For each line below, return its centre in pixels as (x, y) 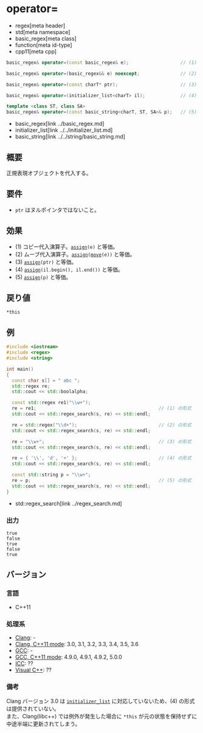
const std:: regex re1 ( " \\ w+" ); (51, 403)
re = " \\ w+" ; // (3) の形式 (101, 442)
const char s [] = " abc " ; (46, 380)
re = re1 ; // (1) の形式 (101, 408)
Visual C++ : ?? (33, 670)
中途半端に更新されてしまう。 (43, 724)
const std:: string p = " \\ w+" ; (51, 475)
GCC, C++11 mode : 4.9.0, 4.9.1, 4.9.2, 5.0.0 (69, 657)
